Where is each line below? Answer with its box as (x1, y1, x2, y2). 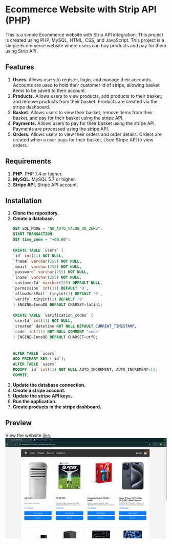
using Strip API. (5, 48, 38, 54)
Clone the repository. (12, 210, 59, 216)
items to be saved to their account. (12, 87, 86, 94)
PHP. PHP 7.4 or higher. (12, 171, 63, 177)
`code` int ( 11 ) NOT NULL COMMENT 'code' (12, 329, 100, 334)
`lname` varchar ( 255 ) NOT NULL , (12, 275, 82, 280)
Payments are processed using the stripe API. (12, 125, 109, 132)
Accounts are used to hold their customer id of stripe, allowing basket (12, 82, 160, 88)
